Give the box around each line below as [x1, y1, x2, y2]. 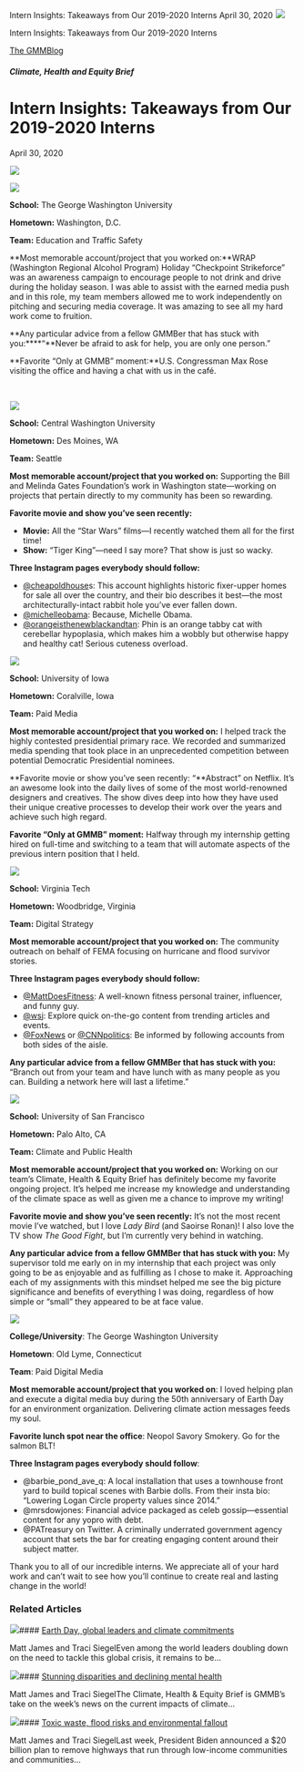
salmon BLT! [9, 1440, 56, 1451]
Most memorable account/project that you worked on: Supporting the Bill [9, 470, 290, 481]
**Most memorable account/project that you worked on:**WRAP [9, 252, 257, 263]
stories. [9, 955, 38, 966]
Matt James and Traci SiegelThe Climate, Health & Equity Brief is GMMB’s [9, 1688, 286, 1699]
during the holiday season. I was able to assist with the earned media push [9, 281, 289, 292]
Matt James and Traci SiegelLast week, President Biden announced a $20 [9, 1735, 287, 1746]
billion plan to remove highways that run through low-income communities [9, 1744, 289, 1755]
